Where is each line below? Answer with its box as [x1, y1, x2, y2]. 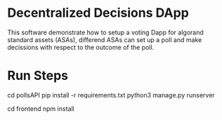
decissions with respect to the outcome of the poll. [7, 43, 155, 51]
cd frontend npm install [7, 104, 75, 113]
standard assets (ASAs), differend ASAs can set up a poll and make [7, 35, 202, 44]
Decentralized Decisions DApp [7, 5, 190, 21]
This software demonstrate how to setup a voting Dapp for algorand [7, 28, 204, 36]
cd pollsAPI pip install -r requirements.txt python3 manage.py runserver [7, 91, 216, 99]
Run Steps [7, 68, 69, 84]
